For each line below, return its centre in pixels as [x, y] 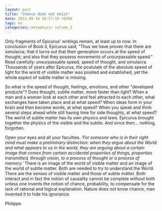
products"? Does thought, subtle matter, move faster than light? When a [76, 92]
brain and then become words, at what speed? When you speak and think [78, 108]
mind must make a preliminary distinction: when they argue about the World [81, 143]
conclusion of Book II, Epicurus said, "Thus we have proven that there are [78, 47]
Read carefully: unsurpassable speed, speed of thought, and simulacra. [76, 62]
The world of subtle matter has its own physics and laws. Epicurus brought [79, 118]
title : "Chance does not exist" [37, 14]
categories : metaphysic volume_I [39, 28]
